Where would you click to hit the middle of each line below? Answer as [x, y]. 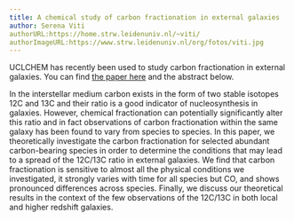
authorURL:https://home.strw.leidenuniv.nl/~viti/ [105, 34]
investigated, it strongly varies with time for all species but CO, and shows [144, 179]
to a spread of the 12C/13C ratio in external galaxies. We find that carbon [142, 160]
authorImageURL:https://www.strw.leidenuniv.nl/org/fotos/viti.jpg [137, 42]
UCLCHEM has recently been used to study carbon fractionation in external [147, 67]
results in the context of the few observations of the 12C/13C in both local [143, 198]
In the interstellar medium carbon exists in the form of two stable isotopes [144, 94]
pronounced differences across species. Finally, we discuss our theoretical [146, 188]
